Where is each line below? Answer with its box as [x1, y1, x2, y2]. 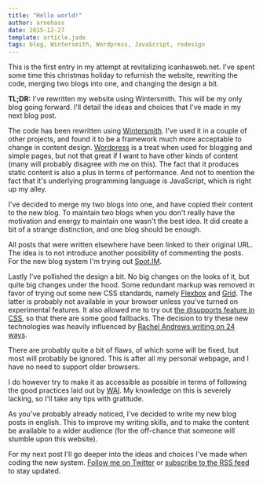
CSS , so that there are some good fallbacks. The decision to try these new [8, 313, 249, 323]
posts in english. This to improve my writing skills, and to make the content [8, 418, 250, 427]
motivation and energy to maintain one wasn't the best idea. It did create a [8, 217, 249, 226]
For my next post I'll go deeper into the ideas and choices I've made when [8, 449, 247, 459]
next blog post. [8, 111, 57, 120]
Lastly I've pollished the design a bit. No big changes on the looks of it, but [8, 272, 250, 281]
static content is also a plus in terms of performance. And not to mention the [8, 168, 255, 177]
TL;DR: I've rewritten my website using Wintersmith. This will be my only [8, 94, 243, 104]
